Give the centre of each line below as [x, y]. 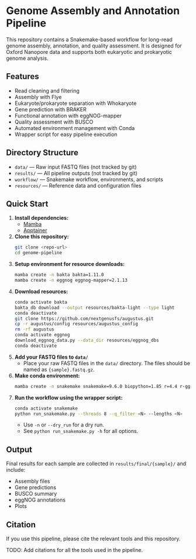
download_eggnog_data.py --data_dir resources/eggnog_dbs [87, 340]
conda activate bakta [41, 302]
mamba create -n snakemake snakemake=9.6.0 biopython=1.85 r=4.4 [96, 386]
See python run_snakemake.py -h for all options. [81, 431]
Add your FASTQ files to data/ [51, 357]
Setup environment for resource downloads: [70, 264]
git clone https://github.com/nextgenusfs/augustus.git [84, 318]
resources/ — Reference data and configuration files [78, 185]
